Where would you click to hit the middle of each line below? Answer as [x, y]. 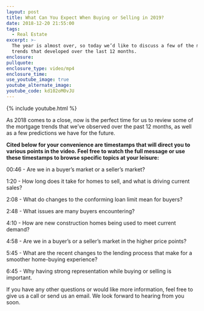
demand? [18, 229]
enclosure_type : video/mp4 [40, 68]
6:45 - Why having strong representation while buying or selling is [89, 271]
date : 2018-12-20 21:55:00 [40, 23]
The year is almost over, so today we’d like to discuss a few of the [103, 46]
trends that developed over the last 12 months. [74, 52]
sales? [14, 187]
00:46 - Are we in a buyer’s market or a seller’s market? [76, 169]
